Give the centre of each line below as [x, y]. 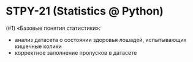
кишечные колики [38, 46]
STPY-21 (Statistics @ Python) [85, 11]
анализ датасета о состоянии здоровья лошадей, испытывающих [100, 40]
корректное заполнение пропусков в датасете [76, 52]
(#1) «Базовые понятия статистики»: [53, 28]
